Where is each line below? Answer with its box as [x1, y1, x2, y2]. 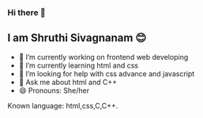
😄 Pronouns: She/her [18, 86, 90, 95]
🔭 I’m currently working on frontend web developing [18, 52, 189, 61]
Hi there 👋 [7, 7, 47, 18]
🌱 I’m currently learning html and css [18, 61, 139, 70]
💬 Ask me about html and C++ [18, 77, 118, 87]
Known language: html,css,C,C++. [7, 101, 118, 110]
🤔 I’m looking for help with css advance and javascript [18, 68, 195, 78]
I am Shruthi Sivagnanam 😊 [7, 31, 147, 45]
